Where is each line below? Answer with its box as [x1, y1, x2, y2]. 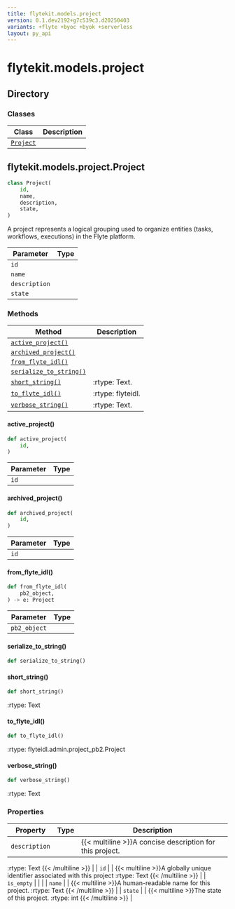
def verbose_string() [7, 776, 71, 784]
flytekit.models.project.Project [7, 161, 145, 173]
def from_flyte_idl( [7, 584, 68, 591]
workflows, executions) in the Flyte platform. [7, 232, 136, 241]
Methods [7, 309, 38, 319]
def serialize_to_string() [7, 657, 86, 665]
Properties [7, 807, 44, 817]
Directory [7, 88, 50, 100]
